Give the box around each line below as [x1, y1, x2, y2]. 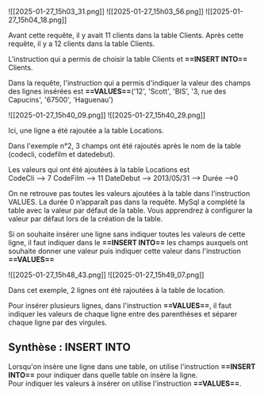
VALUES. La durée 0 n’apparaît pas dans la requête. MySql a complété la [8, 198, 246, 206]
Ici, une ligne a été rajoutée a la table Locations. [8, 126, 164, 135]
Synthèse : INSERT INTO [8, 340, 131, 354]
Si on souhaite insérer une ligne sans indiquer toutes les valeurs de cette [8, 229, 246, 239]
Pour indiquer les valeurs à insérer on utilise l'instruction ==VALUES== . [8, 379, 242, 388]
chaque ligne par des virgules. [8, 317, 107, 327]
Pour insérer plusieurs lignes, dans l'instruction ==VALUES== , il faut [8, 301, 232, 310]
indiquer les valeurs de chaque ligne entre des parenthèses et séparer [8, 309, 238, 318]
